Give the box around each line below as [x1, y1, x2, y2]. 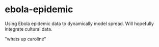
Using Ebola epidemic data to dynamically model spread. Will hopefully [5, 20, 154, 27]
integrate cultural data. [5, 26, 52, 32]
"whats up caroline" [5, 36, 46, 42]
